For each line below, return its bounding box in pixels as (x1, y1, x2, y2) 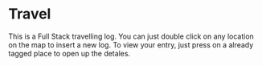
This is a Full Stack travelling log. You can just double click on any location (8, 31, 255, 41)
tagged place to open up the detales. (8, 48, 131, 58)
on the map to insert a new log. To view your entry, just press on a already (8, 39, 254, 49)
